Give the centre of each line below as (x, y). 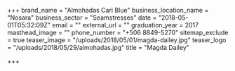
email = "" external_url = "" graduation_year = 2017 (125, 25)
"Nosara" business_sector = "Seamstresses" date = (82, 18)
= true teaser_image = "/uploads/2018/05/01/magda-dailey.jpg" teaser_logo (117, 40)
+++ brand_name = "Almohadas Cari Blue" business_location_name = (108, 10)
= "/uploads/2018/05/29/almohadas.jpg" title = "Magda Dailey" (98, 47)
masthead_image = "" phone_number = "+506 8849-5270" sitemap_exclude (118, 32)
